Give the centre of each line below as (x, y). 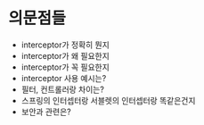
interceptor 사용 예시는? (64, 78)
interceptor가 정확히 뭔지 (65, 45)
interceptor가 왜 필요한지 (65, 55)
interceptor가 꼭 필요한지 (65, 67)
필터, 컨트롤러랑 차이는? (62, 89)
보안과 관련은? (46, 112)
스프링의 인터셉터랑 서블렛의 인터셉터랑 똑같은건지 (108, 100)
